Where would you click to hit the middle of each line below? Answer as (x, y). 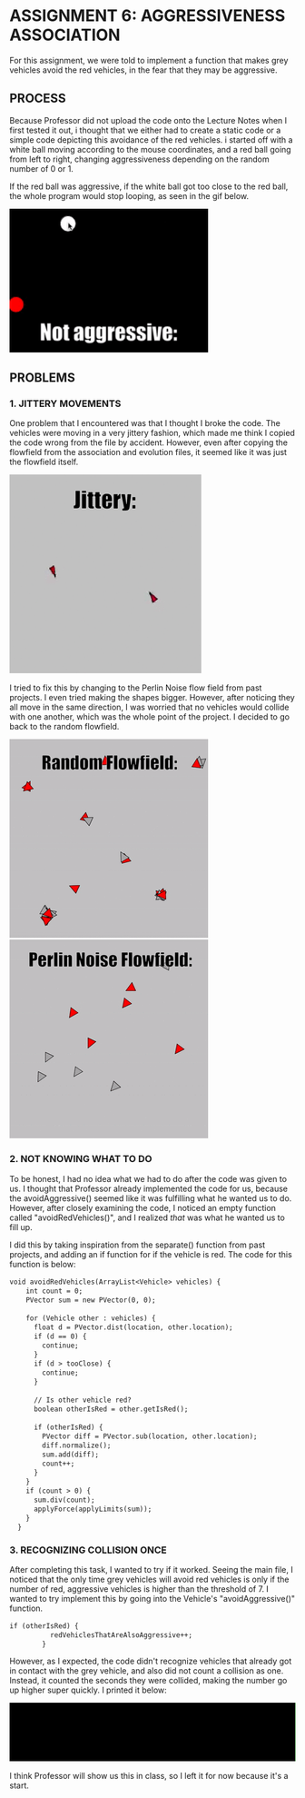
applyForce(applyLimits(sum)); (93, 1509)
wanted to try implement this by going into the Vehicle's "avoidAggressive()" (152, 1599)
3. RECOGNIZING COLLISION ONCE (89, 1550)
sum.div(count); (64, 1500)
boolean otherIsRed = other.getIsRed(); (111, 1409)
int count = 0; (54, 1291)
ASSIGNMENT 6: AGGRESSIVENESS (148, 16)
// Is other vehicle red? (82, 1400)
